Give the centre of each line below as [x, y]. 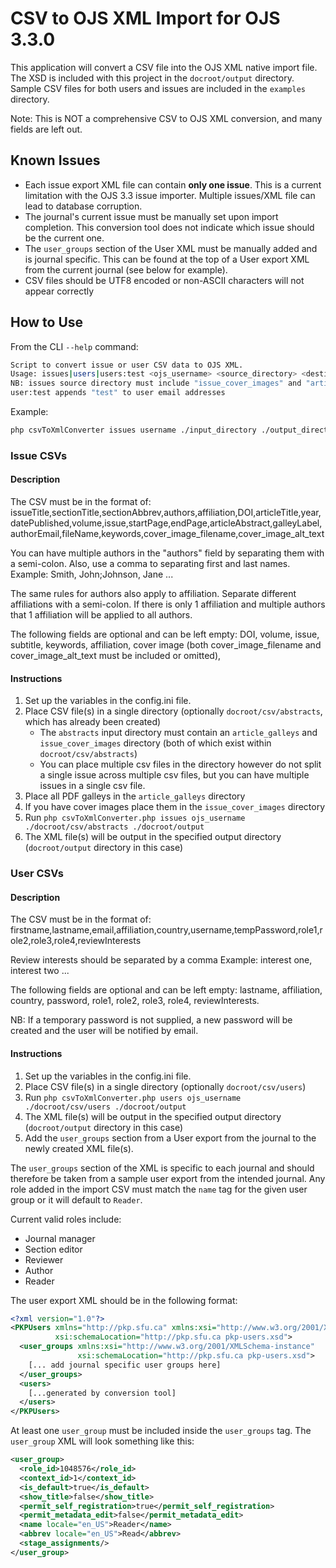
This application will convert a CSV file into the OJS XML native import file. [164, 67]
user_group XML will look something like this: [102, 1441]
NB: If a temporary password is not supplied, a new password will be [151, 1020]
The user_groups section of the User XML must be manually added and [171, 248]
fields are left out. [46, 129]
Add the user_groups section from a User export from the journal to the [170, 1138]
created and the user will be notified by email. [104, 1031]
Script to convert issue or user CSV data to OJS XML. [127, 365]
